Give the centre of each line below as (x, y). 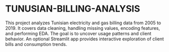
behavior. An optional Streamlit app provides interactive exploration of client (84, 39)
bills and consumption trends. (36, 44)
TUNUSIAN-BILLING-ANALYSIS (73, 9)
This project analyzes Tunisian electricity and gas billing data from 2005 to (83, 23)
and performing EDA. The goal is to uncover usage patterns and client (78, 33)
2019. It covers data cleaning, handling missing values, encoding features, (83, 28)
